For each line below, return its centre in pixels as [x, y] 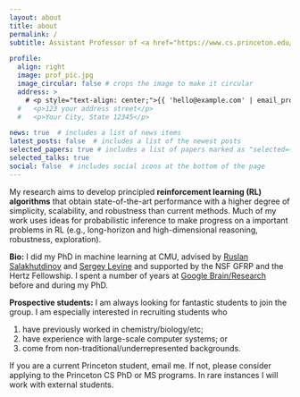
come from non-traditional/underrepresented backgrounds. [131, 348]
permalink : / [33, 34]
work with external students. [62, 384]
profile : [25, 59]
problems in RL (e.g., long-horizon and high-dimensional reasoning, [134, 230]
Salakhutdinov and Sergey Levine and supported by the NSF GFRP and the [146, 266]
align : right [42, 67]
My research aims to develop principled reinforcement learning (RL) [135, 191]
